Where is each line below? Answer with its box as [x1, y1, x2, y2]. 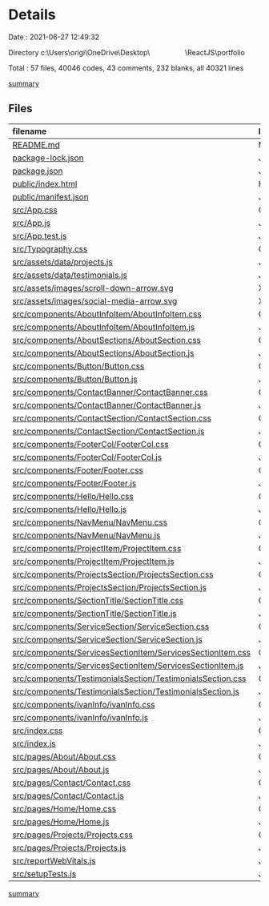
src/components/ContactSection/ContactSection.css [12, 413, 212, 424]
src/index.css [12, 725, 63, 736]
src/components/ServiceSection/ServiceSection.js [12, 634, 203, 645]
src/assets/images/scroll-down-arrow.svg [12, 282, 174, 293]
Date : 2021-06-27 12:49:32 [8, 32, 100, 42]
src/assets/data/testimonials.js [12, 269, 128, 280]
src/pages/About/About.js [12, 763, 110, 775]
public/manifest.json [12, 191, 90, 202]
